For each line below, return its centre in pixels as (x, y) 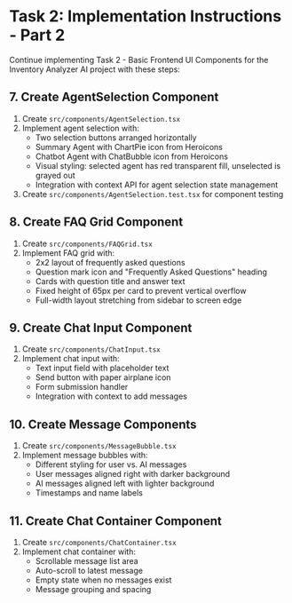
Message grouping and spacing (93, 589)
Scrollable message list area (87, 561)
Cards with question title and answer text (110, 281)
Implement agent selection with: (80, 128)
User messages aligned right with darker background (133, 474)
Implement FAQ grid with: (68, 253)
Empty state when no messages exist (103, 580)
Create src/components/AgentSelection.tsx (101, 118)
